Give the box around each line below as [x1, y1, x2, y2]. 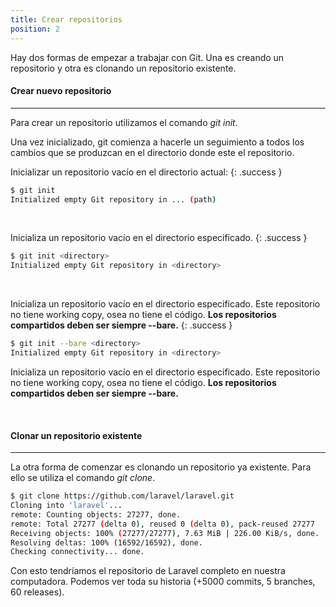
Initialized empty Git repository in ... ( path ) [10, 194, 217, 205]
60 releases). [10, 586, 65, 598]
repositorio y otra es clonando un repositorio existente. [10, 62, 237, 74]
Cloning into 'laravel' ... [10, 501, 123, 511]
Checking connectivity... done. [10, 547, 145, 557]
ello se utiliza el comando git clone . [10, 472, 156, 484]
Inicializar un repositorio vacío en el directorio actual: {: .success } [10, 166, 283, 178]
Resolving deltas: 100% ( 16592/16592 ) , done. [10, 537, 203, 548]
